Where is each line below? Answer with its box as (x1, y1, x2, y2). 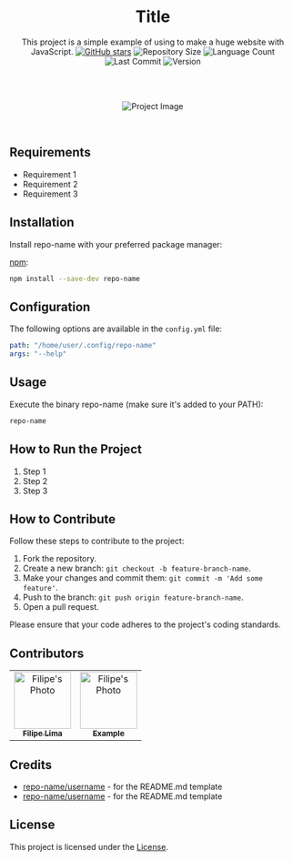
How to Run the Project (9, 441, 143, 457)
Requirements (9, 145, 91, 160)
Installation (9, 215, 75, 230)
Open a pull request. (22, 602, 100, 613)
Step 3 (22, 485, 48, 496)
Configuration (9, 299, 91, 315)
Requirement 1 (22, 168, 77, 179)
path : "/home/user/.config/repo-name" (9, 341, 157, 350)
